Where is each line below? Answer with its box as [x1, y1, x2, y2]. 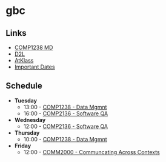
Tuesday [14, 96, 38, 104]
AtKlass [14, 57, 34, 64]
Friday [14, 142, 32, 149]
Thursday [14, 129, 40, 137]
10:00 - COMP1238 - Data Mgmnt [23, 135, 107, 143]
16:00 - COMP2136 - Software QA [23, 110, 108, 117]
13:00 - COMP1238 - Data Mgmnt [23, 103, 107, 110]
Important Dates [14, 63, 55, 70]
